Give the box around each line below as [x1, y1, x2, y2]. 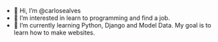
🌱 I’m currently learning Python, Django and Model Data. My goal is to [13, 21, 212, 29]
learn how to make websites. [13, 28, 95, 36]
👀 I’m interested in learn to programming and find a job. [13, 14, 171, 22]
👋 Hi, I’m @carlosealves [13, 7, 81, 14]
